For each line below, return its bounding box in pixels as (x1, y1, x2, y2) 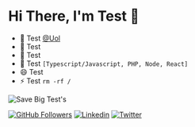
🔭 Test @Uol (19, 33, 61, 43)
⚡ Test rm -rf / (19, 75, 71, 86)
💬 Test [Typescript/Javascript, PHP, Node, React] (19, 59, 189, 68)
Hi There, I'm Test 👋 (8, 7, 140, 25)
